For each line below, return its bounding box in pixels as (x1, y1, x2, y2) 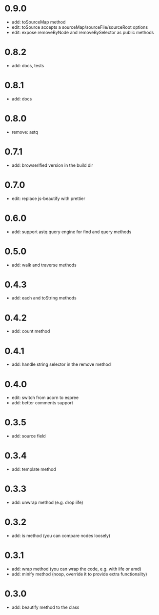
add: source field (11, 433, 46, 439)
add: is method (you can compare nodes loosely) (11, 533, 111, 538)
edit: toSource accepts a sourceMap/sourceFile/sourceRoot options (11, 24, 148, 30)
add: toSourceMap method (11, 19, 66, 25)
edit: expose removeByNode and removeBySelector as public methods (11, 29, 154, 35)
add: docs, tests (11, 62, 44, 68)
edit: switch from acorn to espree (11, 395, 79, 400)
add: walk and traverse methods (11, 262, 77, 268)
